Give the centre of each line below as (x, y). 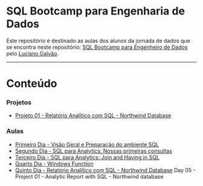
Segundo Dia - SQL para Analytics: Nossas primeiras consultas (93, 151)
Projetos (19, 103)
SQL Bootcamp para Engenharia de (96, 11)
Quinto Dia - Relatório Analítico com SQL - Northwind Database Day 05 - (105, 170)
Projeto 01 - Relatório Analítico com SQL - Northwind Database (93, 115)
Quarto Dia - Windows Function (54, 164)
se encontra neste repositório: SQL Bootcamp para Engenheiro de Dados (97, 47)
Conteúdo (32, 84)
